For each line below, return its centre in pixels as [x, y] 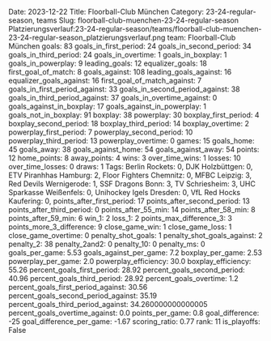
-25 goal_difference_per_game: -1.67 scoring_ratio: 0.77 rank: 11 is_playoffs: [134, 322]
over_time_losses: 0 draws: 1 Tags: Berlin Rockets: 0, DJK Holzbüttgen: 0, [131, 166]
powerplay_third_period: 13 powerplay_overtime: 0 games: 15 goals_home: [131, 141]
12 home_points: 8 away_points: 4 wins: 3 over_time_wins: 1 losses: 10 [125, 158]
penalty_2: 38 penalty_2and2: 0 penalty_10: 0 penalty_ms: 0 [107, 244]
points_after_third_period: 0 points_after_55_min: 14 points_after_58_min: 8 [132, 209]
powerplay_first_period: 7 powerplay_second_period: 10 [101, 132]
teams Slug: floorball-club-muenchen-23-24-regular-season [137, 20]
